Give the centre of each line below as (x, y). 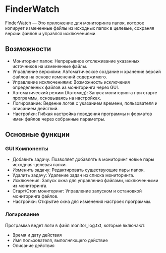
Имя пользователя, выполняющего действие (60, 240)
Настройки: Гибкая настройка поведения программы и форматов (82, 114)
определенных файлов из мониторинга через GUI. (66, 87)
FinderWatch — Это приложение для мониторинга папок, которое (75, 23)
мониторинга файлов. (35, 196)
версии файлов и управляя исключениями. (51, 33)
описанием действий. (35, 108)
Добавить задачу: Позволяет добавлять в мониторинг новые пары (83, 159)
